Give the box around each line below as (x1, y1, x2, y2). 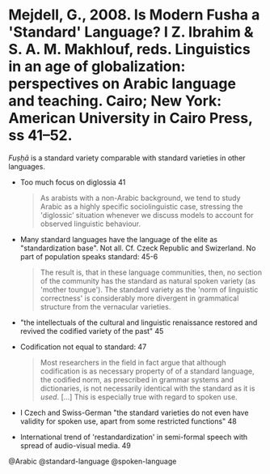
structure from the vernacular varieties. (40, 301, 171, 311)
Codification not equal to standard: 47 (19, 342, 147, 352)
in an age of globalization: (8, 58, 186, 76)
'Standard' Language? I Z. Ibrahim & (8, 23, 254, 41)
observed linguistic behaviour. (40, 219, 141, 228)
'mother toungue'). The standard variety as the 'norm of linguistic (40, 284, 259, 294)
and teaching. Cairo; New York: (8, 92, 222, 110)
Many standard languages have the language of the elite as (19, 234, 218, 244)
